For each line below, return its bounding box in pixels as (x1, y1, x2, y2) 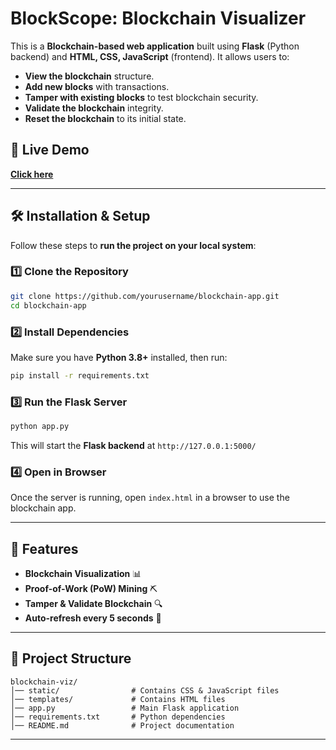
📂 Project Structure (10, 650, 132, 667)
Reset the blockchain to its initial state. (24, 112, 187, 124)
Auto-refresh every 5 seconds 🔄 (24, 612, 162, 624)
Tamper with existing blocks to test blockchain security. (24, 91, 259, 103)
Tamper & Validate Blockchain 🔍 (24, 598, 163, 610)
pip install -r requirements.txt (10, 370, 150, 381)
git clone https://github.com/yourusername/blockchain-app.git (10, 291, 280, 301)
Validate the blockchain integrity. (24, 102, 164, 114)
